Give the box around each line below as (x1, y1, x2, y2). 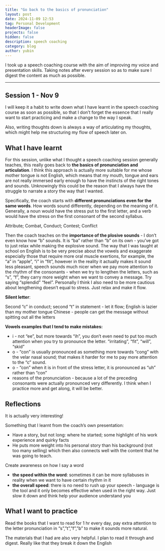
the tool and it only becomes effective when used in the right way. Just (12, 488, 156, 493)
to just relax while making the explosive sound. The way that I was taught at (5, 243, 158, 249)
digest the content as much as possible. (5, 72, 86, 78)
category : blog (5, 44, 36, 49)
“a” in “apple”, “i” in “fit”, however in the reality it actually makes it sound (5, 259, 151, 265)
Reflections (5, 399, 41, 408)
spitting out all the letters (5, 314, 55, 320)
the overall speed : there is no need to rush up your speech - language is (12, 482, 160, 488)
